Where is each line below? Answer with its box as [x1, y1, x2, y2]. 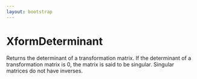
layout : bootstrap [6, 8, 53, 15]
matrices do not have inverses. [6, 67, 83, 74]
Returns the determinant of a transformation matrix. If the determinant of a [6, 54, 192, 62]
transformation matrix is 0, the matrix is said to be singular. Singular [6, 60, 174, 68]
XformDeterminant [6, 34, 103, 48]
